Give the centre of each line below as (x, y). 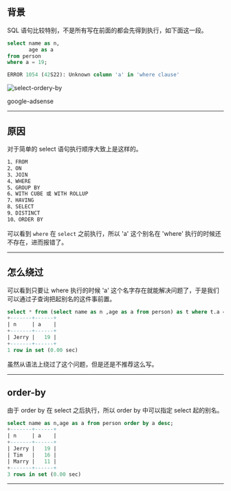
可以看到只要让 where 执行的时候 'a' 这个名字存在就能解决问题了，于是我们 (113, 290)
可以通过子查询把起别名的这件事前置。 (61, 298)
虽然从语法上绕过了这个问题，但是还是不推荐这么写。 (82, 364)
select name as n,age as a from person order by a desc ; (90, 423)
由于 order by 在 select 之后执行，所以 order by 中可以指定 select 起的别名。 (115, 410)
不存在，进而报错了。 (37, 242)
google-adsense (30, 101)
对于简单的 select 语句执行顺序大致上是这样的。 (75, 149)
